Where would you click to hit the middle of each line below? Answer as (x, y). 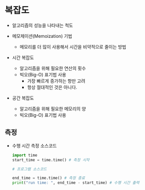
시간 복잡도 (23, 57)
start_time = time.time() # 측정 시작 (51, 160)
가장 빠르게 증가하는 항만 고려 (56, 81)
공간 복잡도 (23, 98)
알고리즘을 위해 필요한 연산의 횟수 (53, 68)
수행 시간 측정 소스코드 (34, 146)
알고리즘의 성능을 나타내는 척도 (42, 25)
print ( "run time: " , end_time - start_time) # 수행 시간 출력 (76, 183)
